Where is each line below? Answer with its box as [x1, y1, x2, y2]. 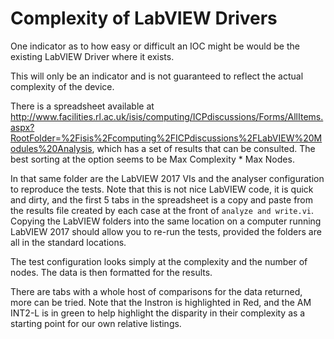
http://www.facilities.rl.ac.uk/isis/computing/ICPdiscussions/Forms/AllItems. [10, 110, 324, 122]
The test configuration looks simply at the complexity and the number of [10, 255, 308, 267]
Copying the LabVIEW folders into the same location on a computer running [10, 215, 322, 227]
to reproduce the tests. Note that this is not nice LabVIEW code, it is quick [10, 183, 314, 195]
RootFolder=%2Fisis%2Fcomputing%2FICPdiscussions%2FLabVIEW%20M [10, 132, 323, 144]
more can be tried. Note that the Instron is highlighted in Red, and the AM [10, 296, 312, 308]
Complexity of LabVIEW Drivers [10, 7, 278, 30]
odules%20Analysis [10, 142, 93, 154]
